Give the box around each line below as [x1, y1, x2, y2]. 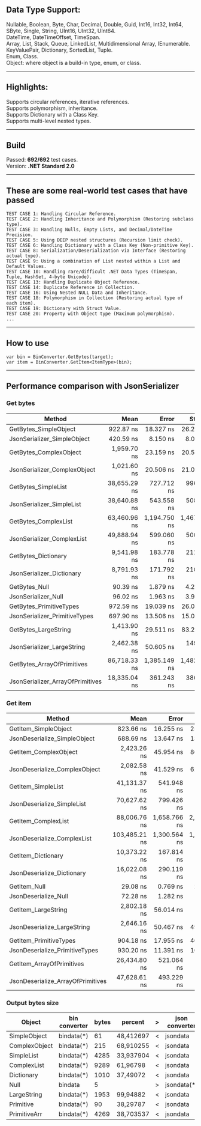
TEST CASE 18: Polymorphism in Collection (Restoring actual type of [6, 295, 184, 301]
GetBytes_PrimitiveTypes [9, 602, 80, 610]
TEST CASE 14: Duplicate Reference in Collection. [6, 285, 135, 291]
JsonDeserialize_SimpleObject [9, 734, 95, 743]
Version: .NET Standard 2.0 [6, 162, 75, 170]
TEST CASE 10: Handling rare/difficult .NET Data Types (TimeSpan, [6, 269, 178, 275]
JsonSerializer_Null [9, 592, 64, 600]
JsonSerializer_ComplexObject [9, 465, 96, 473]
